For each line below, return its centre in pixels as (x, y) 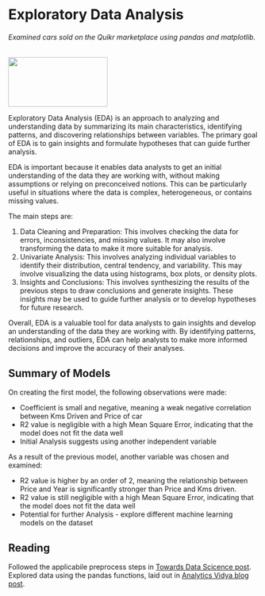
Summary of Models (60, 373)
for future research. (52, 308)
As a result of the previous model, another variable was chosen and (119, 457)
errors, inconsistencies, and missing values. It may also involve (123, 240)
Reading (29, 548)
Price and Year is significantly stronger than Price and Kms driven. (128, 489)
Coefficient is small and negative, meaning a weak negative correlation (135, 408)
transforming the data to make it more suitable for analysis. (116, 248)
